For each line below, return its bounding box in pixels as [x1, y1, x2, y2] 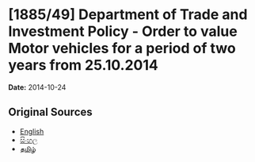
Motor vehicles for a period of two [8, 40, 236, 57]
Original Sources [8, 106, 93, 119]
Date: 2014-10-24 [8, 82, 67, 92]
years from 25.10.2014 [8, 56, 158, 75]
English [19, 126, 44, 136]
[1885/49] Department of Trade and [8, 6, 248, 24]
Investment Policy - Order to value [8, 22, 238, 40]
